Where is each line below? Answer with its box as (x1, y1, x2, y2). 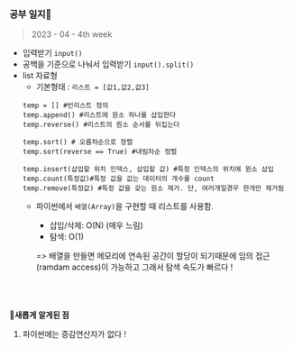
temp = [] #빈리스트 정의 (22, 101, 109, 110)
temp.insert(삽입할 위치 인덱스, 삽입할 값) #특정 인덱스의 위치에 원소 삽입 (22, 165, 275, 174)
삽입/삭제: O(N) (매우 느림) (49, 220, 143, 231)
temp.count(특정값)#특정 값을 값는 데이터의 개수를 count (22, 174, 215, 184)
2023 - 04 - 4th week (31, 29, 113, 40)
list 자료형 (22, 70, 59, 81)
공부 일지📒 (9, 7, 52, 20)
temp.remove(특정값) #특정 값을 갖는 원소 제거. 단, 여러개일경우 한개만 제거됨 (22, 184, 285, 193)
